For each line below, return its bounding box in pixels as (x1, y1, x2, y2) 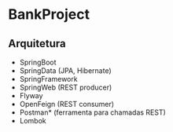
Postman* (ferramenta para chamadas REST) (19, 108, 167, 117)
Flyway (19, 91, 43, 100)
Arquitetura (8, 37, 66, 50)
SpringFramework (19, 75, 78, 83)
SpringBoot (19, 57, 57, 67)
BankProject (8, 5, 90, 24)
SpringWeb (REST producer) (19, 82, 112, 92)
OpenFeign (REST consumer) (19, 100, 115, 108)
